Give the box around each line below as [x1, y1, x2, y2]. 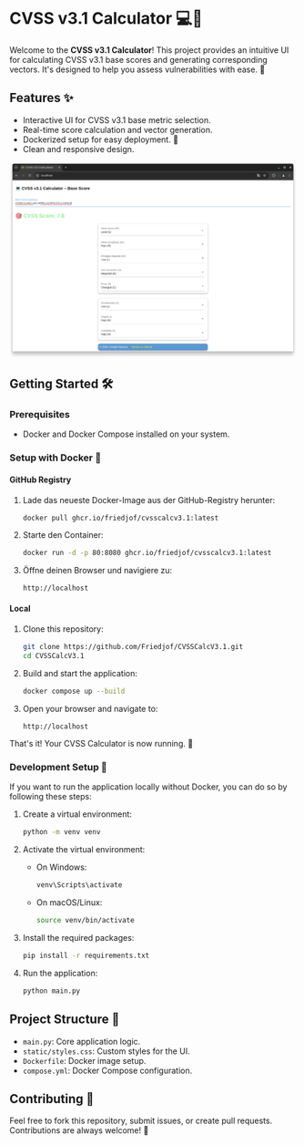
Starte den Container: [22, 530, 104, 541]
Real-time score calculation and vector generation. [22, 124, 213, 135]
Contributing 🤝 [9, 1091, 95, 1107]
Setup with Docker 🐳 [9, 451, 102, 464]
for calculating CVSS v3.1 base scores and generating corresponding [9, 54, 269, 65]
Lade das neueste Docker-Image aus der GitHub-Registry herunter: [22, 494, 276, 505]
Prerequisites [9, 408, 70, 421]
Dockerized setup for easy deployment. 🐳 [22, 134, 179, 145]
